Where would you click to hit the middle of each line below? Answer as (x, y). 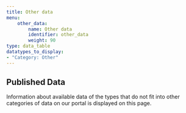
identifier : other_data (58, 35)
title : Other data (30, 12)
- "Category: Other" (33, 57)
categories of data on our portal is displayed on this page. (79, 103)
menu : (13, 18)
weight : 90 (42, 40)
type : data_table (28, 46)
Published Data (36, 82)
